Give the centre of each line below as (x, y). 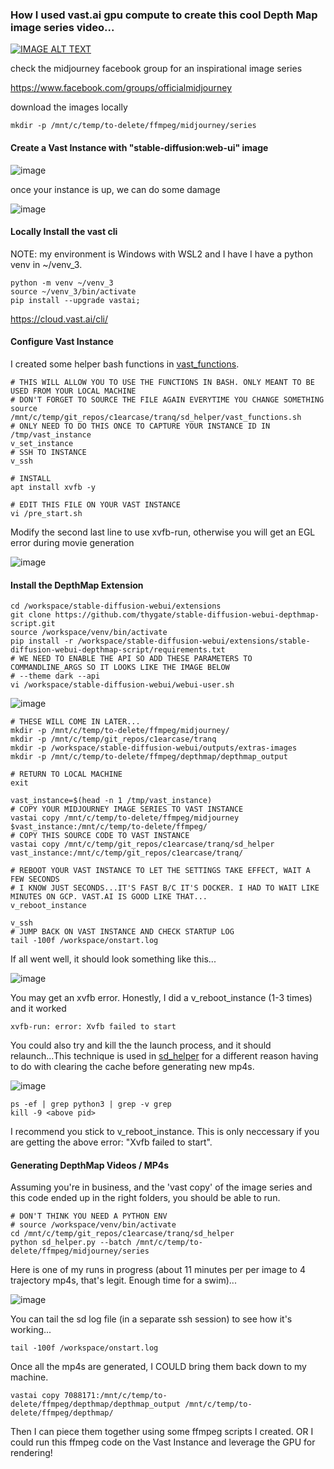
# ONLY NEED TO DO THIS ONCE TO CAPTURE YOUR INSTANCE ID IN (140, 426)
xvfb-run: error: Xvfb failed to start (93, 1027)
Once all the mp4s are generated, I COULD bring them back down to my (158, 1367)
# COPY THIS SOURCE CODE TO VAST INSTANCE (100, 836)
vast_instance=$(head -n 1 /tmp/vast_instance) (111, 801)
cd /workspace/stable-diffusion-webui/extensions (116, 606)
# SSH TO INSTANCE (48, 452)
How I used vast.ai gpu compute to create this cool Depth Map (164, 15)
